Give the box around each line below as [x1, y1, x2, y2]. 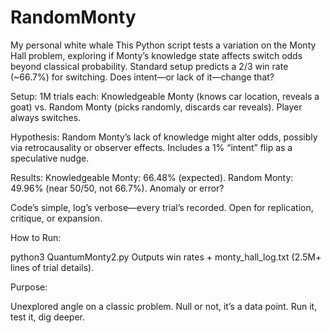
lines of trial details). [10, 261, 95, 273]
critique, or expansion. [10, 212, 103, 224]
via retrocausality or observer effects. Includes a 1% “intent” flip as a [10, 141, 293, 153]
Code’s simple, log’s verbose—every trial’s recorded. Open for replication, [10, 201, 314, 213]
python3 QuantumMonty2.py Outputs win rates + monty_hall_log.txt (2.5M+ [10, 251, 322, 263]
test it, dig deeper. [10, 311, 85, 323]
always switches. [10, 111, 82, 123]
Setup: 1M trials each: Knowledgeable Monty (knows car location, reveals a [10, 90, 320, 102]
